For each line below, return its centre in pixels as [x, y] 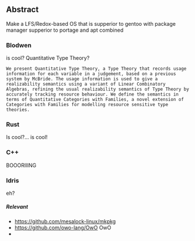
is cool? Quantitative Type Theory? [48, 58]
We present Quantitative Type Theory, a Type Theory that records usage [96, 69]
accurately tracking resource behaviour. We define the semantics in [93, 94]
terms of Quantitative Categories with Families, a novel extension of [95, 100]
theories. [18, 110]
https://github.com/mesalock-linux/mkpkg [65, 221]
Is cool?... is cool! [27, 137]
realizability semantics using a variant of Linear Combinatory [86, 84]
